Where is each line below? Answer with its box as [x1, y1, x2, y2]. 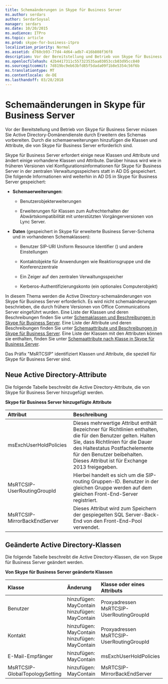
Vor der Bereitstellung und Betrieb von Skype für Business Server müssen [5, 126, 157, 132]
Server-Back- [125, 511, 159, 518]
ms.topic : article [5, 36, 43, 41]
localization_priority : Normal [5, 45, 70, 50]
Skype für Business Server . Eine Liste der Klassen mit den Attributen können [5, 330, 162, 336]
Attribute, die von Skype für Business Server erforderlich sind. [5, 142, 133, 148]
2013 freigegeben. [73, 463, 118, 470]
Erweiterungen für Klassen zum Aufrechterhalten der [19, 208, 129, 214]
